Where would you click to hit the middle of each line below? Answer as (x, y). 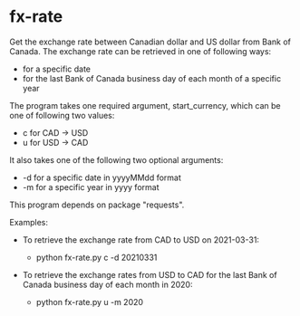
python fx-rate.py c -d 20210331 (97, 257)
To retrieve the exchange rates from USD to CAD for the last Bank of (150, 274)
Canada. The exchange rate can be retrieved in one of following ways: (140, 51)
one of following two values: (62, 115)
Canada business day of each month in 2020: (107, 284)
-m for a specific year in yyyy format (91, 187)
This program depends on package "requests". (97, 205)
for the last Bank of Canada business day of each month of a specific (152, 78)
